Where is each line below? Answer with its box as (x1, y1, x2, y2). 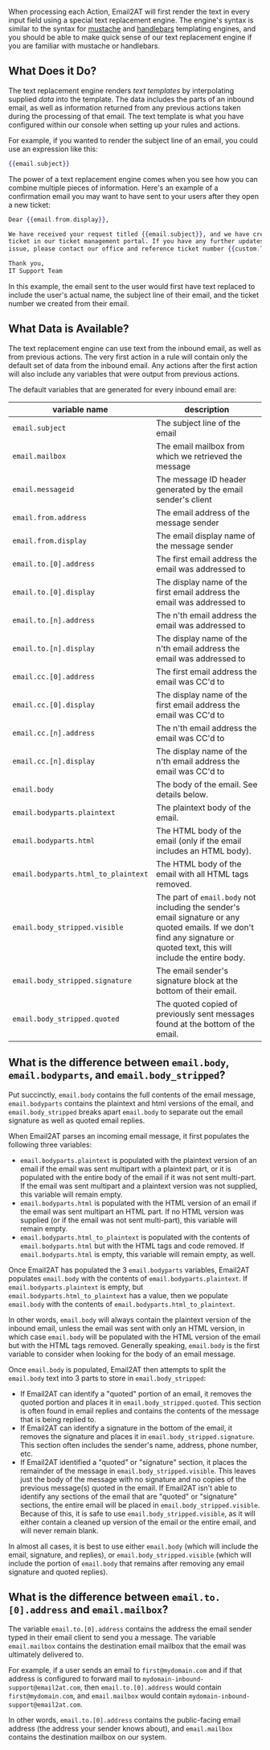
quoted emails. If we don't (156, 921, 255, 933)
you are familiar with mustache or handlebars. (8, 41, 161, 51)
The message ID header (156, 474, 247, 485)
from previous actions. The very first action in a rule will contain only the (8, 352, 247, 362)
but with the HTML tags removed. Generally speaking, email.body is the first (8, 1340, 260, 1350)
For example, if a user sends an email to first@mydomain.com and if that (8, 1665, 243, 1675)
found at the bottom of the (156, 1018, 256, 1029)
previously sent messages (156, 1008, 255, 1020)
